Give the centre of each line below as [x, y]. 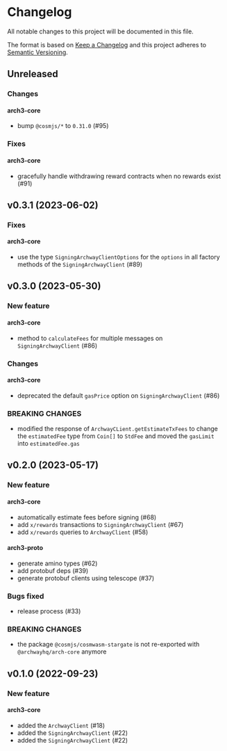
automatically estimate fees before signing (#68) [87, 517]
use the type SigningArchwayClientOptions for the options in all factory [118, 257]
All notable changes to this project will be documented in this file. [101, 31]
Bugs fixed [26, 596]
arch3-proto [25, 548]
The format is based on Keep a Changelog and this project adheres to [107, 45]
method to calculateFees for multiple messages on [90, 338]
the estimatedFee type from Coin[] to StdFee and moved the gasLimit [116, 436]
